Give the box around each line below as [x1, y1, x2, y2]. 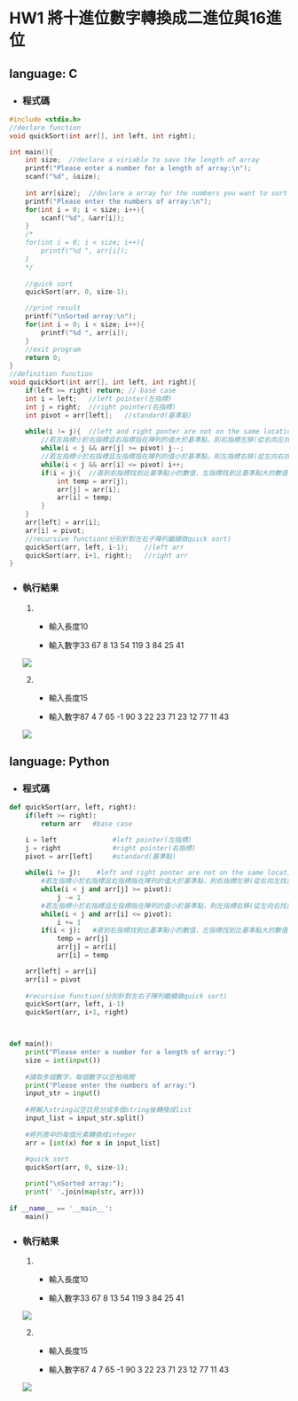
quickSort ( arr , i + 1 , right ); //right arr [25, 551, 189, 560]
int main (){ [9, 147, 53, 156]
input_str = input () [25, 1089, 101, 1098]
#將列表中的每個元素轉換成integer [25, 1130, 137, 1139]
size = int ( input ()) [25, 1056, 101, 1065]
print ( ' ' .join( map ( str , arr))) [25, 1187, 145, 1197]
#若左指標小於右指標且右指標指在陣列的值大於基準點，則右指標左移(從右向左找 [41, 877, 286, 886]
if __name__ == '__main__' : [9, 1203, 114, 1213]
